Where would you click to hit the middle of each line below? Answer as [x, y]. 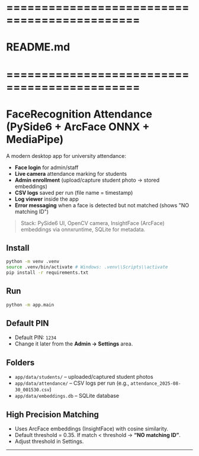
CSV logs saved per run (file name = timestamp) [74, 192]
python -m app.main [30, 305]
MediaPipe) [35, 139]
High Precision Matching [52, 414]
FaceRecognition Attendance [79, 114]
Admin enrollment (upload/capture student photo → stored [87, 180]
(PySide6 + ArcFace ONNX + [78, 127]
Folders [20, 362]
